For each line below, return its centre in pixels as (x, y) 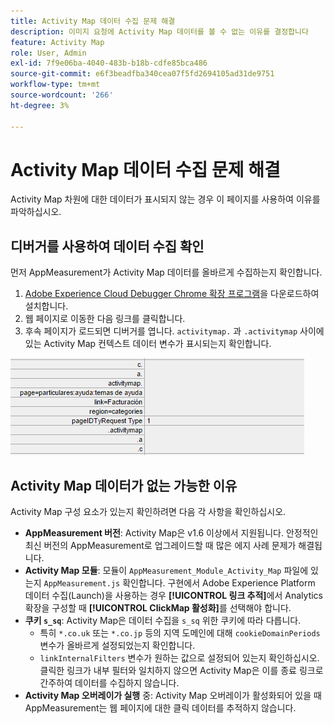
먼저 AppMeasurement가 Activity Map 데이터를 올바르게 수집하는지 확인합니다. (166, 272)
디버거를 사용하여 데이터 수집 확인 (107, 246)
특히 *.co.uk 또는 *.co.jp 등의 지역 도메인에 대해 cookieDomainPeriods (180, 633)
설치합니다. (46, 306)
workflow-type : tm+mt (55, 85)
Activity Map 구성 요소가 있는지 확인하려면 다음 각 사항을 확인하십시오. (148, 512)
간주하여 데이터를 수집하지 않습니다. (109, 683)
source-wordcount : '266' (62, 95)
